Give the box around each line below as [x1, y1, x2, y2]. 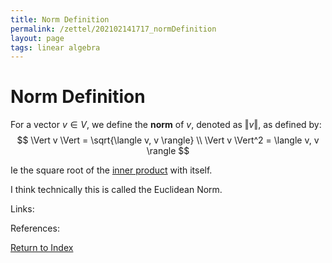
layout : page [10, 33, 65, 43]
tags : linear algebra [10, 42, 101, 53]
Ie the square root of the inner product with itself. [10, 164, 213, 176]
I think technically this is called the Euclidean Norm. [10, 184, 223, 196]
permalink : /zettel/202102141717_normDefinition [10, 24, 217, 34]
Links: [10, 203, 35, 215]
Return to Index [10, 242, 74, 254]
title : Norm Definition [10, 14, 110, 25]
